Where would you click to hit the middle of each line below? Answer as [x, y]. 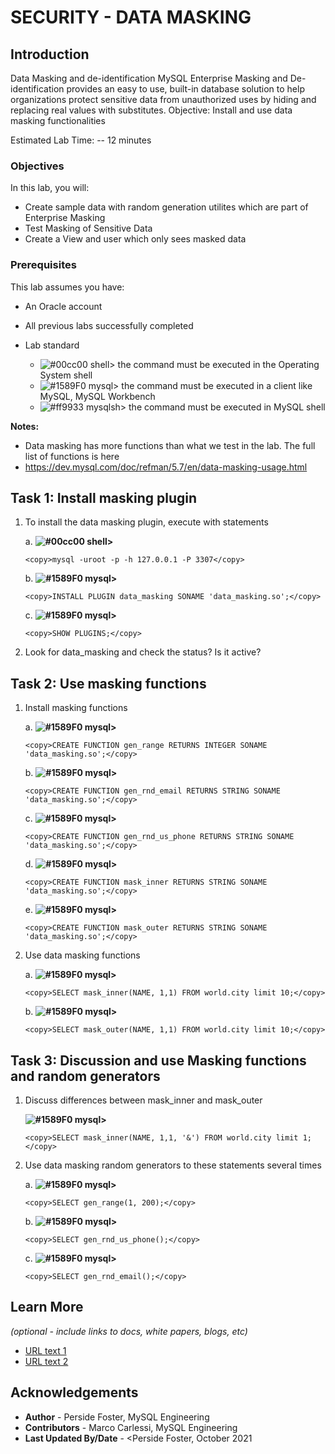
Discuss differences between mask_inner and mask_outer [143, 1100]
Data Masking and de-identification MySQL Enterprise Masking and [149, 78]
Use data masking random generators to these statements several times [173, 1165]
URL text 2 [46, 1361]
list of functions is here [72, 456]
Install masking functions [76, 708]
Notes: [25, 426]
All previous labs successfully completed [109, 325]
